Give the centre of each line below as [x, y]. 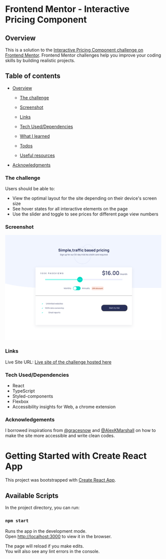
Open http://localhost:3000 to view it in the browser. [58, 537]
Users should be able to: [30, 189]
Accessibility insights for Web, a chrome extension [64, 407]
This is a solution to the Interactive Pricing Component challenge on [74, 50]
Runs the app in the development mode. [46, 531]
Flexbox [20, 402]
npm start [17, 521]
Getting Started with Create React [76, 456]
